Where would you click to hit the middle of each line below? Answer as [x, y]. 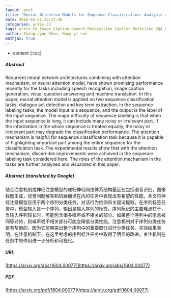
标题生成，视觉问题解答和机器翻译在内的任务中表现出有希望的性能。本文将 [83, 196]
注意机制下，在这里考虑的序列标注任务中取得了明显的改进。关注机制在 [92, 234]
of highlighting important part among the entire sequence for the [73, 142]
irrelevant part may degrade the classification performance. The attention [82, 132]
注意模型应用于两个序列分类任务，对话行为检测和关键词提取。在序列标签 [85, 202]
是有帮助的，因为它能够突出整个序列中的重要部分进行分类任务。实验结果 [81, 228]
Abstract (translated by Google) [40, 176]
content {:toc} [27, 53]
